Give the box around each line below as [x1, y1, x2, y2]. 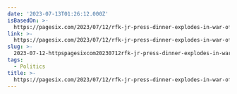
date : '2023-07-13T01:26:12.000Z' [7, 10, 109, 18]
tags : [7, 57, 23, 64]
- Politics [13, 63, 46, 70]
